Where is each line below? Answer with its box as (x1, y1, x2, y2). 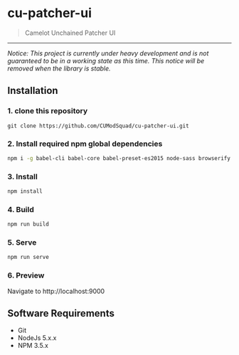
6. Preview (7, 270, 45, 280)
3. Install (7, 171, 38, 181)
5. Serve (7, 238, 37, 248)
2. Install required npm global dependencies (7, 139, 163, 149)
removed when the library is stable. (7, 64, 112, 73)
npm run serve (7, 254, 50, 261)
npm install (7, 188, 43, 195)
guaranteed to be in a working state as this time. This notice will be (7, 56, 205, 65)
